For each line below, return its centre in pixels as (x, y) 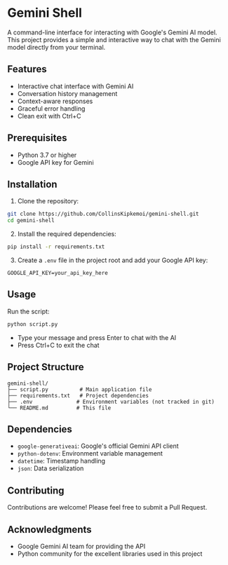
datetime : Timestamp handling (61, 461)
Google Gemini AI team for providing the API (81, 546)
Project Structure (46, 367)
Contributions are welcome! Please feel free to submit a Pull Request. (107, 508)
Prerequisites (37, 138)
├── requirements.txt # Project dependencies (78, 395)
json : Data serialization (51, 468)
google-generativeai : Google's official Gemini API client (98, 446)
